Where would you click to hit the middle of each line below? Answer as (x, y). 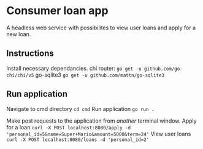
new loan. (19, 34)
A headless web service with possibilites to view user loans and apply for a (101, 28)
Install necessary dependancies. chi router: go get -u (74, 68)
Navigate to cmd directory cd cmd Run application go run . (80, 109)
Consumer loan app (57, 11)
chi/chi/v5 (20, 75)
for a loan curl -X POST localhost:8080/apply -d (68, 127)
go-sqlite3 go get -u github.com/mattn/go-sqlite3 (100, 75)
